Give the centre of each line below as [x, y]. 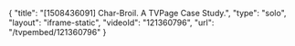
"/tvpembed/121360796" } [58, 32]
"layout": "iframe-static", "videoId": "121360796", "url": [111, 23]
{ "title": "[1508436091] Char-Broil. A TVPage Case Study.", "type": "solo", [147, 13]
